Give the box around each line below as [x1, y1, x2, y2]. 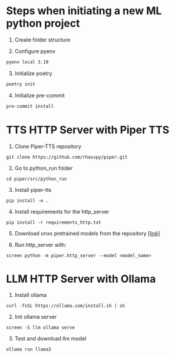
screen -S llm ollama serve [6, 325, 75, 331]
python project [6, 17, 81, 30]
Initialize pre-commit [14, 91, 65, 99]
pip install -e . [6, 198, 49, 204]
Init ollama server [14, 313, 57, 320]
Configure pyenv [14, 47, 56, 54]
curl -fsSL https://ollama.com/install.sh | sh [6, 303, 126, 309]
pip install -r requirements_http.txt [6, 220, 101, 225]
